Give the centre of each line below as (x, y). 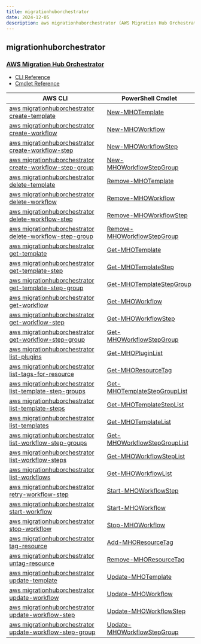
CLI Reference (33, 77)
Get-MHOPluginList (135, 353)
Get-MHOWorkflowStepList (146, 457)
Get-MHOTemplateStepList (145, 405)
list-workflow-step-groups (48, 443)
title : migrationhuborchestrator (48, 12)
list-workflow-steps (38, 460)
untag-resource (32, 563)
